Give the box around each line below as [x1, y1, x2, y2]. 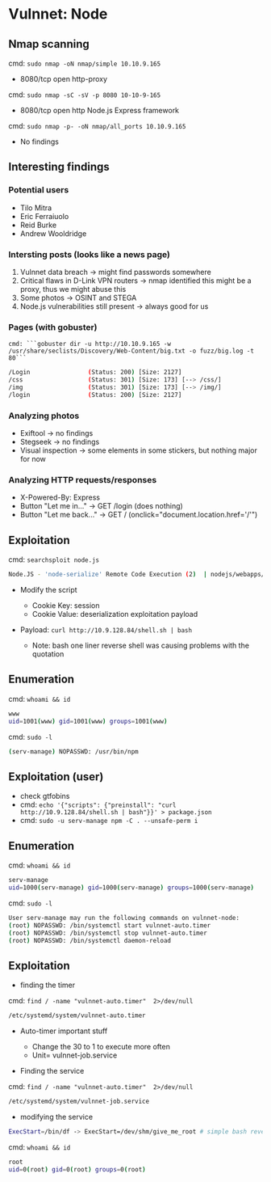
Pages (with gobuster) [8, 321, 98, 332]
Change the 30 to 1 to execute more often [31, 1042, 171, 1052]
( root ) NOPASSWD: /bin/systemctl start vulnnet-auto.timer [8, 921, 211, 930]
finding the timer [19, 980, 76, 990]
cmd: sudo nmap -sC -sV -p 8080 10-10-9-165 [8, 90, 161, 99]
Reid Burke [19, 220, 57, 230]
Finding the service [19, 1066, 85, 1076]
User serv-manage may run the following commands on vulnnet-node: [8, 914, 240, 922]
